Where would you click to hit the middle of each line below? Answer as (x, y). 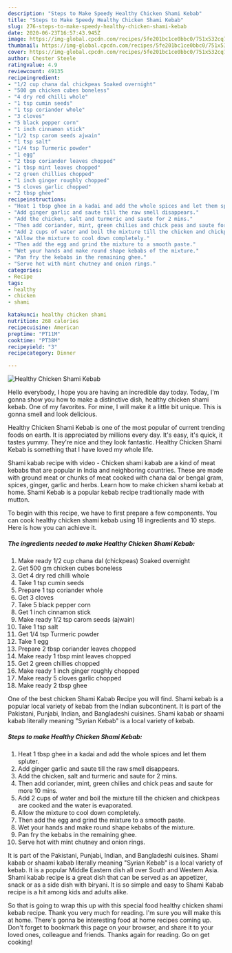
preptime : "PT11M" (34, 334)
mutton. (19, 500)
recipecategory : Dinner (42, 353)
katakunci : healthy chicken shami (57, 315)
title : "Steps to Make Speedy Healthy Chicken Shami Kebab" (96, 20)
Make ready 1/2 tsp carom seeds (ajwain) (76, 620)
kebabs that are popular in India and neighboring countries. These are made (116, 471)
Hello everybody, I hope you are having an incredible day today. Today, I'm (114, 392)
